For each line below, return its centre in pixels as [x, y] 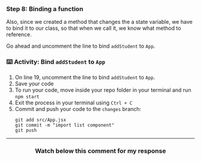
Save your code [34, 83]
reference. [19, 35]
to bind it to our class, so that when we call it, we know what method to [94, 28]
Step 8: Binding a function [45, 9]
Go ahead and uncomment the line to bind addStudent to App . [81, 46]
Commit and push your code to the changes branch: [78, 109]
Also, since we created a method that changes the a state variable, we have [99, 22]
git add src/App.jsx [40, 120]
